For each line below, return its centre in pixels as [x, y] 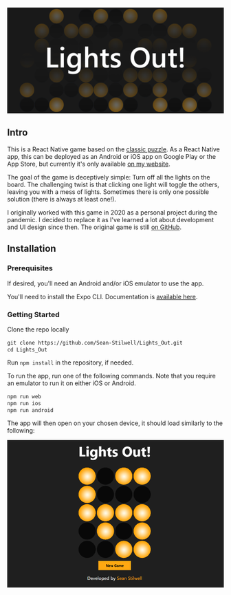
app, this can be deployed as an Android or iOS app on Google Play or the [112, 156]
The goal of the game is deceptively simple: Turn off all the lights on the [109, 177]
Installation [32, 249]
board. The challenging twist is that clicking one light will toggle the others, [113, 184]
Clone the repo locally [38, 329]
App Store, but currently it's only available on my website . [89, 164]
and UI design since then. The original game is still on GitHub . [95, 227]
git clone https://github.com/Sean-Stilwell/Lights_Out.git [95, 343]
